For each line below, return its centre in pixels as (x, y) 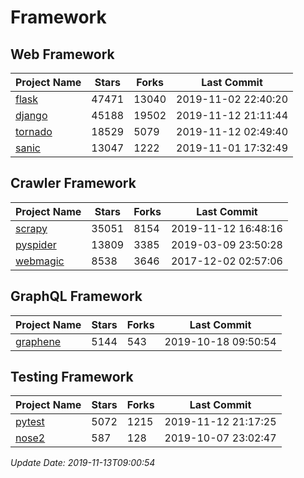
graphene (38, 341)
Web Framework (62, 54)
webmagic (40, 261)
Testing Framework (72, 377)
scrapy (31, 228)
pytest (30, 422)
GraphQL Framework (76, 296)
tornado (34, 131)
